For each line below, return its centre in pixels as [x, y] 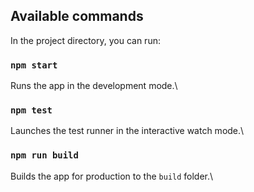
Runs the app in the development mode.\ [94, 86]
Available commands [77, 16]
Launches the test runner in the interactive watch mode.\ [127, 131]
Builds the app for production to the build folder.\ [112, 176]
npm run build [44, 155]
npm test [31, 110]
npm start [34, 65]
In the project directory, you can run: [85, 40]
